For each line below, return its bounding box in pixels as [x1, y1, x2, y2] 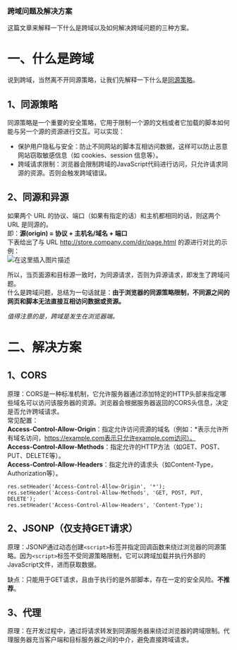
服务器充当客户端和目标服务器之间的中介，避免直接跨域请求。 [13, 635, 193, 644]
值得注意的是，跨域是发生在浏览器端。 [7, 312, 119, 320]
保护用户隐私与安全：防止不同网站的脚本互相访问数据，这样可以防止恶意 [17, 143, 228, 151]
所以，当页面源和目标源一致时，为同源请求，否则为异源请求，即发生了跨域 [7, 270, 224, 279]
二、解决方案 [7, 339, 83, 356]
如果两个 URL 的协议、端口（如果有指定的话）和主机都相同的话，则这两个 [7, 211, 221, 219]
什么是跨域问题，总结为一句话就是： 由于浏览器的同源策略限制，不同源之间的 [7, 288, 230, 296]
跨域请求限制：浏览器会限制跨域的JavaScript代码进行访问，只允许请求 [17, 160, 222, 169]
